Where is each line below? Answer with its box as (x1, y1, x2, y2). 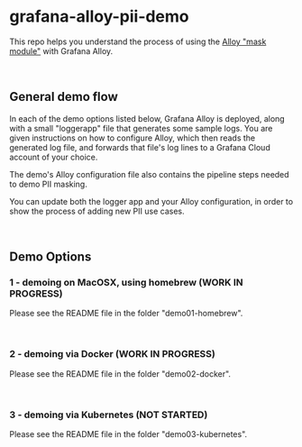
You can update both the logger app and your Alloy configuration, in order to (9, 196, 294, 206)
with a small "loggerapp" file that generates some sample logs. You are (9, 123, 273, 133)
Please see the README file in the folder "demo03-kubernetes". (9, 429, 248, 440)
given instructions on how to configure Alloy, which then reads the (9, 132, 255, 143)
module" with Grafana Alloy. (9, 45, 114, 56)
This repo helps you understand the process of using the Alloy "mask (9, 36, 267, 47)
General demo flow (9, 89, 119, 105)
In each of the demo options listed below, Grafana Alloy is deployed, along (9, 113, 286, 123)
